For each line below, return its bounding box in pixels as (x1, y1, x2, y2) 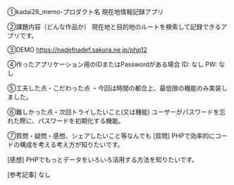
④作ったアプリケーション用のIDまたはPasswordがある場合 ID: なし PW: (7, 60, 217, 68)
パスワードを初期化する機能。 (37, 117, 125, 125)
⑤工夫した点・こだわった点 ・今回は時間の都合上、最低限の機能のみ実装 (7, 84, 222, 92)
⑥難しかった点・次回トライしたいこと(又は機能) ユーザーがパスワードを (7, 108, 220, 116)
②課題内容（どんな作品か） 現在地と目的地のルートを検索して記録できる (7, 23, 221, 31)
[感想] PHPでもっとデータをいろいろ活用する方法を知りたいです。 (7, 155, 199, 164)
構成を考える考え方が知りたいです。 (19, 141, 124, 148)
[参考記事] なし (7, 170, 51, 179)
